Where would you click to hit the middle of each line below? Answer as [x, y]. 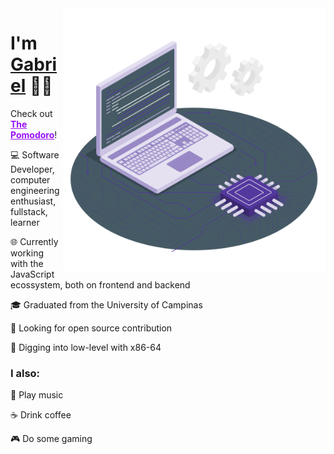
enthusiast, [33, 201]
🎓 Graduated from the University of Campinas [106, 304]
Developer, [32, 169]
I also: [25, 373]
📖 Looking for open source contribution [91, 328]
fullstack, [29, 211]
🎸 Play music [37, 395]
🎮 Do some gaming [51, 439]
